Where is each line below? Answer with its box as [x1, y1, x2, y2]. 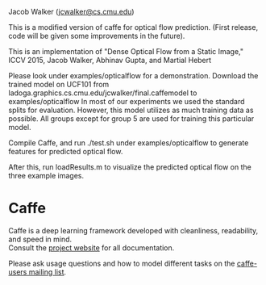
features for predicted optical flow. [8, 147, 123, 156]
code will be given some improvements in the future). [8, 31, 185, 40]
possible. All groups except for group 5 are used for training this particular [8, 114, 255, 124]
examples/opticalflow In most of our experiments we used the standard [8, 97, 245, 106]
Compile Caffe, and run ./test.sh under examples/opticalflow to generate [8, 138, 249, 148]
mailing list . [28, 266, 67, 277]
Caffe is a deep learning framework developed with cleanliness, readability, [8, 225, 259, 235]
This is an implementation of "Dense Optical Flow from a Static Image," [8, 47, 244, 56]
